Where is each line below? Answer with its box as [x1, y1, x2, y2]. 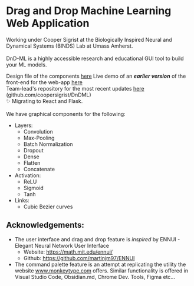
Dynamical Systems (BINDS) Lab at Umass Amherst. [6, 42, 133, 49]
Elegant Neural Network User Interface [14, 242, 109, 249]
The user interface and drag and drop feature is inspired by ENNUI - [14, 235, 180, 242]
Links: [14, 197, 29, 204]
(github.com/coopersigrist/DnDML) [6, 91, 91, 98]
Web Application [6, 16, 90, 30]
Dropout [23, 147, 44, 154]
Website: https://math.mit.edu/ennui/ [23, 248, 113, 255]
